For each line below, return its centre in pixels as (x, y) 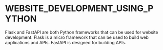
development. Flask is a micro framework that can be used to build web (77, 37)
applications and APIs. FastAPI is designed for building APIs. (66, 42)
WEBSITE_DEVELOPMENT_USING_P (79, 8)
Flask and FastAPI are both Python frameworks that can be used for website (82, 32)
